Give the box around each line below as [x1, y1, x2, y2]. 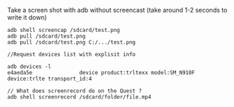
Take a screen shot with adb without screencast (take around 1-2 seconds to [7, 6, 228, 14]
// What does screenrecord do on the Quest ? [7, 88, 142, 94]
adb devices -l [7, 63, 52, 70]
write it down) [7, 13, 47, 22]
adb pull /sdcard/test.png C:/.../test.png [7, 39, 136, 46]
